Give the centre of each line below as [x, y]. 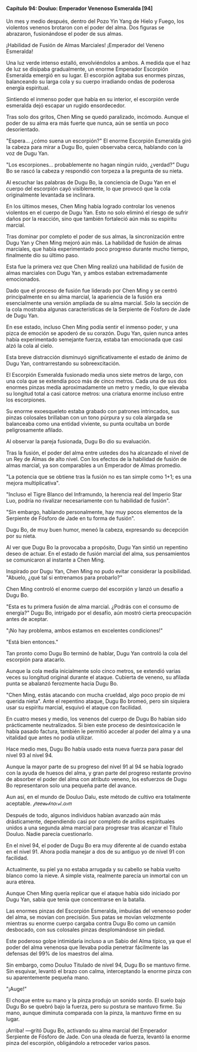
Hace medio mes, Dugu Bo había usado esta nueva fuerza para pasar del [95, 749]
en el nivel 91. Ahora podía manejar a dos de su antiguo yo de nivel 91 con [96, 852]
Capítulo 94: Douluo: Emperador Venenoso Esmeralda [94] [79, 8]
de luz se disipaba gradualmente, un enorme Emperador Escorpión [87, 69]
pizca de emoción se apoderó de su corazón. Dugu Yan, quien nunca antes [97, 333]
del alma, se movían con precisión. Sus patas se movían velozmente [89, 917]
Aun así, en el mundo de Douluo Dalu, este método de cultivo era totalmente [98, 797]
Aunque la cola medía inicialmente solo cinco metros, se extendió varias [94, 671]
